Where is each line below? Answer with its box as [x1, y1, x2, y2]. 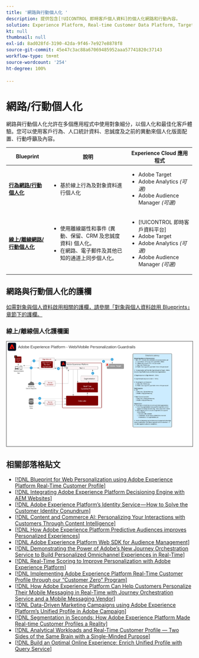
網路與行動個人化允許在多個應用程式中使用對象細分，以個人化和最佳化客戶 [6, 120, 187, 128]
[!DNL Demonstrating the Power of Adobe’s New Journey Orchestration [14, 545, 189, 552]
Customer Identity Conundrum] [14, 507, 91, 514]
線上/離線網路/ [8, 236, 44, 243]
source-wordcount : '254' [6, 59, 67, 65]
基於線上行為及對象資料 [60, 182, 118, 189]
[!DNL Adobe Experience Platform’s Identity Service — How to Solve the [14, 501, 188, 508]
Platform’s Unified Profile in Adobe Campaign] [14, 607, 127, 614]
